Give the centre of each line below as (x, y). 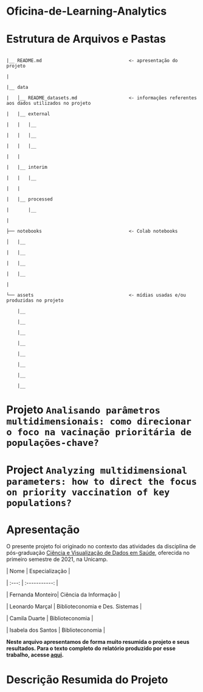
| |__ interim (27, 168)
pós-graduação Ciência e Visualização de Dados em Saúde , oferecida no (98, 553)
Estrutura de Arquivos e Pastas (86, 39)
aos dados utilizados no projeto (49, 104)
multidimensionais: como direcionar (99, 422)
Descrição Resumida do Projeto (87, 680)
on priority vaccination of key (88, 492)
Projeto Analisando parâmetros (83, 410)
